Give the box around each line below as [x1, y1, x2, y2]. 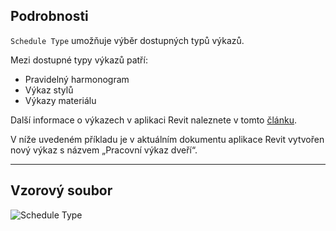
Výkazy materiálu [24, 94, 97, 106]
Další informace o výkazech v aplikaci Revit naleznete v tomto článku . [10, 114, 297, 126]
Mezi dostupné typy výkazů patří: [10, 54, 148, 66]
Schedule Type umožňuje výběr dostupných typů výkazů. [10, 34, 245, 46]
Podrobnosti [10, 8, 89, 25]
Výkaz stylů [24, 84, 74, 96]
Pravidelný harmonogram [24, 73, 130, 85]
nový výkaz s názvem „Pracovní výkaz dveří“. [10, 144, 198, 156]
